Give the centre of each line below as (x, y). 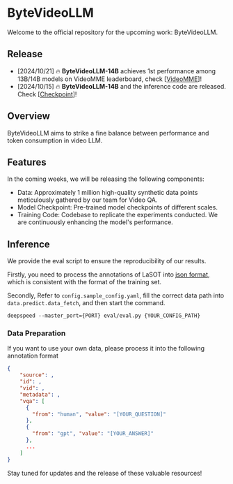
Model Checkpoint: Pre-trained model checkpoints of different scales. (117, 207)
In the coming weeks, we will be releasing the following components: (106, 179)
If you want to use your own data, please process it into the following (106, 349)
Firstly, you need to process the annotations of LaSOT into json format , (109, 274)
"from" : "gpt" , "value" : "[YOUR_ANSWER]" (93, 434)
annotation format (33, 356)
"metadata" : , (40, 395)
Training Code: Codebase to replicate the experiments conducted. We (117, 215)
